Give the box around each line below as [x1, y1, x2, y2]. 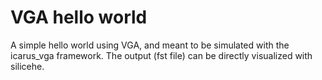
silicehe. [10, 60, 45, 72]
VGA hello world [10, 6, 148, 29]
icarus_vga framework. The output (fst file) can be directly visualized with [10, 49, 313, 61]
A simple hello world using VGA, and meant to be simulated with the [10, 39, 290, 51]
